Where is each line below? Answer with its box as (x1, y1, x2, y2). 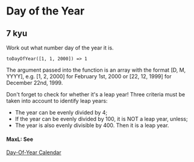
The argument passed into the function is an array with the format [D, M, (6, 66, 186, 73)
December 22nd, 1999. (6, 79, 63, 86)
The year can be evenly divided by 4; (14, 109, 108, 116)
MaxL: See (6, 136, 34, 143)
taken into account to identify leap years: (6, 98, 108, 104)
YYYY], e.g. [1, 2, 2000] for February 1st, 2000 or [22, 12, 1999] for (6, 73, 172, 79)
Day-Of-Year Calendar (6, 149, 61, 156)
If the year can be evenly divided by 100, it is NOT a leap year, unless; (14, 116, 188, 122)
